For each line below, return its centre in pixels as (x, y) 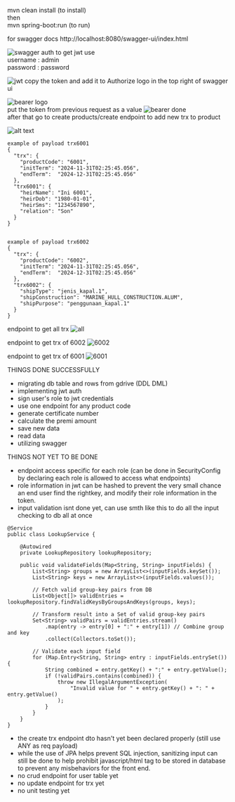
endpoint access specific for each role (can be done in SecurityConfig (119, 470)
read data (31, 436)
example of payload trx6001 (48, 144)
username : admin (33, 60)
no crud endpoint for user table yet (68, 776)
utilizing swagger (42, 443)
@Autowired (36, 547)
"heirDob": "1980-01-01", (58, 199)
